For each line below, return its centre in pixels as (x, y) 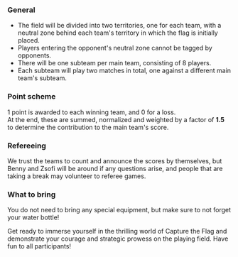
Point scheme (32, 97)
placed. (29, 40)
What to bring (32, 195)
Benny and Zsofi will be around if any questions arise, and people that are (115, 168)
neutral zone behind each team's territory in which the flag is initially (118, 33)
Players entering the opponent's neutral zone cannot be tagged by (115, 48)
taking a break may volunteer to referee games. (77, 176)
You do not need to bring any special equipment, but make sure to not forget (119, 210)
